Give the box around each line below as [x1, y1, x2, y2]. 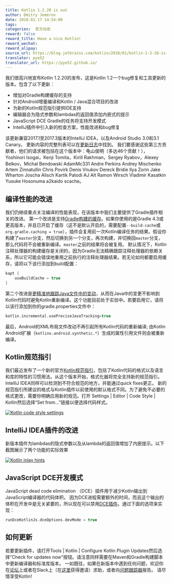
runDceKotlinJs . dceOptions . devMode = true [5, 517, 97, 522]
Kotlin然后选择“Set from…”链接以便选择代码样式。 [5, 399, 111, 406]
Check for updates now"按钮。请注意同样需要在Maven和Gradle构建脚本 [12, 554, 163, 560]
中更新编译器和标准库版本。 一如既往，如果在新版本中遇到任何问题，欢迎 [5, 560, 159, 567]
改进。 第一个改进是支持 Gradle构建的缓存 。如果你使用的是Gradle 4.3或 [14, 216, 164, 222]
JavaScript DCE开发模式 [5, 473, 83, 482]
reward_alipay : [5, 46, 38, 51]
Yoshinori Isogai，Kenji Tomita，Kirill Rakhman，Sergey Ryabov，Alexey [5, 155, 159, 161]
